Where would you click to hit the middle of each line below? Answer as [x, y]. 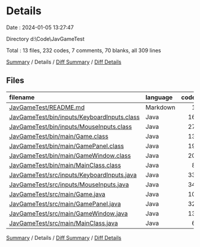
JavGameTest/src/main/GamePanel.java [65, 204]
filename [22, 97]
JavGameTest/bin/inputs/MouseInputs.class [71, 126]
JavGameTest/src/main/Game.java [57, 194]
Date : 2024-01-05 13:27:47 [40, 27]
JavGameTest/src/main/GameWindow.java [68, 213]
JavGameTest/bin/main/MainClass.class [65, 165]
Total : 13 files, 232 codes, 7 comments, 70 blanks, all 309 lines [84, 50]
